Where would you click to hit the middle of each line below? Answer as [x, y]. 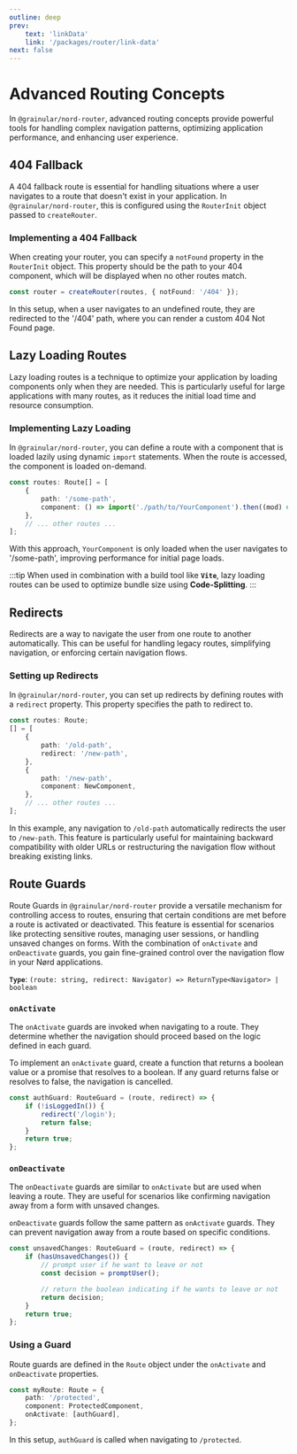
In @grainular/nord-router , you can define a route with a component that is [146, 447]
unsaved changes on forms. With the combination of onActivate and [133, 943]
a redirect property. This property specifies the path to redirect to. [131, 704]
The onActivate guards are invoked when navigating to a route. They [134, 1027]
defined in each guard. [50, 1045]
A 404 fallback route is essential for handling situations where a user [134, 186]
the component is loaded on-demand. [78, 467]
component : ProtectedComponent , [84, 1406]
